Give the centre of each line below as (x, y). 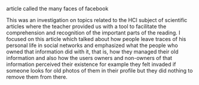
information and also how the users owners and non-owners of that (89, 58)
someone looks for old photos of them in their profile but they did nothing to (99, 70)
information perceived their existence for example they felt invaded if (91, 64)
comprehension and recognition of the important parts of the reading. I (93, 33)
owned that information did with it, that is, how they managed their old (92, 52)
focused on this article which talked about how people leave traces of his (96, 39)
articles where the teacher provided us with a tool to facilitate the (86, 26)
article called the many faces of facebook (57, 9)
